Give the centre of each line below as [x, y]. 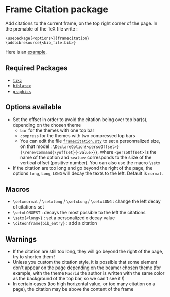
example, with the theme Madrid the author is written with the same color [89, 273]
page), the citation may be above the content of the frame [73, 289]
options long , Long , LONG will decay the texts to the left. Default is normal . [88, 173]
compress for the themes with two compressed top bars [78, 135]
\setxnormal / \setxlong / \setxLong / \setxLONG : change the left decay [87, 201]
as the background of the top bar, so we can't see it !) [69, 279]
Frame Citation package [57, 9]
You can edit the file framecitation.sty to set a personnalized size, [90, 141]
